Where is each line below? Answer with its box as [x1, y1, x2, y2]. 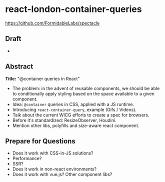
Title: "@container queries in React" [5, 75, 80, 81]
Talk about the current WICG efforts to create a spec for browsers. [12, 111, 149, 118]
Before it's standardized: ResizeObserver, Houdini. [12, 117, 116, 123]
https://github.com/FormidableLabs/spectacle [5, 20, 100, 26]
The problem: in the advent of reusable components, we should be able [12, 85, 160, 91]
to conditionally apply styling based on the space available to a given [12, 90, 155, 96]
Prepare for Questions [5, 136, 76, 145]
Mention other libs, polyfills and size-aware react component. [12, 122, 139, 128]
